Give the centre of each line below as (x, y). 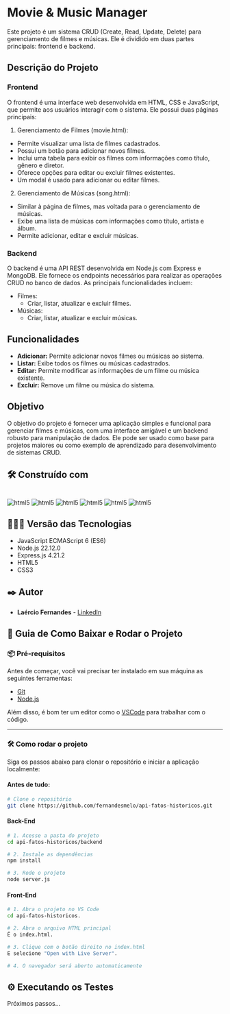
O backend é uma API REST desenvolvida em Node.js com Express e (104, 268)
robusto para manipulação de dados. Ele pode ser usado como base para (111, 437)
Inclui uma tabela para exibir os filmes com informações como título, (113, 158)
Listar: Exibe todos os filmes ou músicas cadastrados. (93, 363)
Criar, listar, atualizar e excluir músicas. (82, 317)
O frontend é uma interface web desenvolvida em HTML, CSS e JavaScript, (114, 102)
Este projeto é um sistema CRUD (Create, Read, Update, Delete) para (104, 32)
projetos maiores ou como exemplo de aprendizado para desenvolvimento (112, 445)
